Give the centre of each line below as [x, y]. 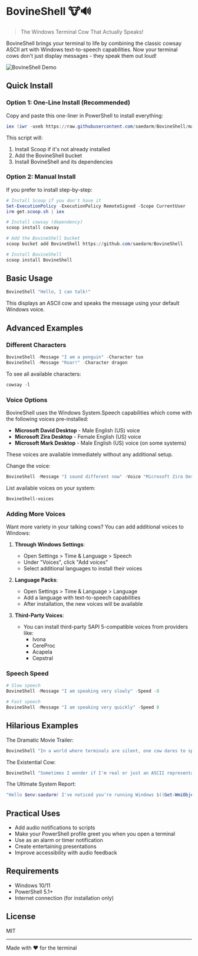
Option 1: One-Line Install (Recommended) [68, 103]
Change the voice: [28, 466]
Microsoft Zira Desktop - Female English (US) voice [78, 436]
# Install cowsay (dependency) [44, 222]
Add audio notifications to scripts [55, 828]
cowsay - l [18, 384]
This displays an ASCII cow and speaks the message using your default [93, 303]
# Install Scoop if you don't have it [54, 200]
